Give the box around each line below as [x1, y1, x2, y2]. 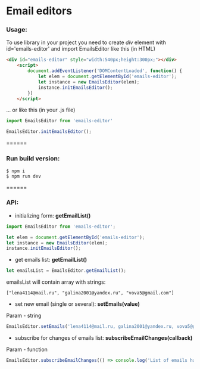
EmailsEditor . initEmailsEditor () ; [6, 129, 92, 135]
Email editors [6, 4, 73, 18]
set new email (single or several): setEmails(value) [14, 300, 140, 308]
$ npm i [6, 168, 26, 174]
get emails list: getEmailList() [14, 256, 87, 263]
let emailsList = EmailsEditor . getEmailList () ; [6, 268, 127, 274]
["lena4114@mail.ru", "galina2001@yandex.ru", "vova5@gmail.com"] [6, 290, 174, 296]
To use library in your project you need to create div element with [6, 39, 167, 46]
